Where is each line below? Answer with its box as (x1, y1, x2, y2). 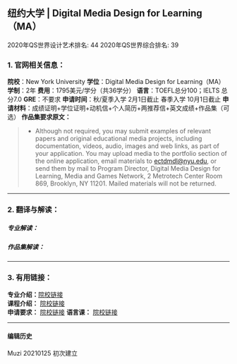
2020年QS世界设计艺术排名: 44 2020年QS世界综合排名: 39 (7, 40, 179, 49)
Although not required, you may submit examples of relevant (35, 127, 212, 135)
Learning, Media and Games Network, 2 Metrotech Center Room (35, 172, 223, 181)
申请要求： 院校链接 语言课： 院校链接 (7, 308, 118, 316)
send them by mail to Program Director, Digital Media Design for (35, 164, 221, 173)
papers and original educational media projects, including (35, 134, 202, 143)
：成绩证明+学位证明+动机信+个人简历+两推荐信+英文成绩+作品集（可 (25, 104, 230, 112)
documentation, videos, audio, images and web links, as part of (35, 142, 220, 150)
